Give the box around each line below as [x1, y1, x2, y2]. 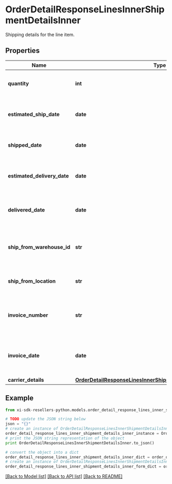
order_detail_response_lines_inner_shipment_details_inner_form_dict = [5, 464, 161, 469]
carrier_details [8, 376, 45, 383]
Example [5, 394, 34, 402]
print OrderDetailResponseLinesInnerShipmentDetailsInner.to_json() [5, 440, 155, 446]
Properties [5, 46, 40, 55]
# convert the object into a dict [5, 450, 79, 455]
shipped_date [8, 141, 42, 148]
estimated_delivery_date [8, 172, 69, 179]
